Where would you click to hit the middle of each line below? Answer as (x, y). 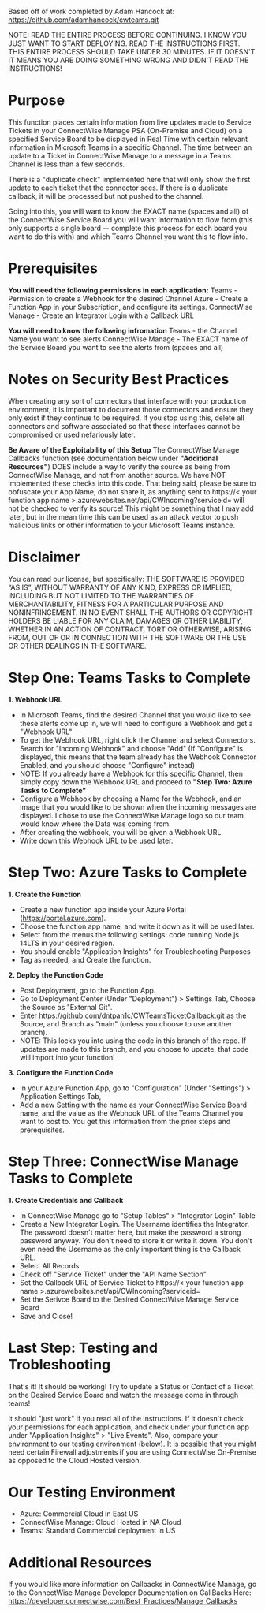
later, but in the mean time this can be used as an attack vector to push (123, 516)
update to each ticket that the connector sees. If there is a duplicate (118, 188)
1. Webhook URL (35, 699)
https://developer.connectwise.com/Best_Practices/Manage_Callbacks (123, 1601)
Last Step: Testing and (83, 1348)
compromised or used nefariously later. (72, 434)
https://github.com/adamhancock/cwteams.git (84, 20)
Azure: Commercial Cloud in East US (79, 1514)
